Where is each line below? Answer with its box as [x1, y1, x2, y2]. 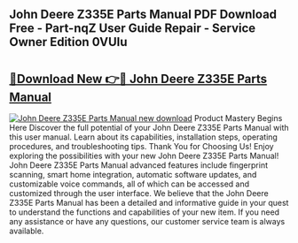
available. [9, 225, 44, 236]
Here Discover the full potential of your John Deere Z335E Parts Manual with [9, 123, 290, 133]
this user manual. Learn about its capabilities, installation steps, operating [9, 132, 278, 142]
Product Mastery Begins [193, 113, 283, 123]
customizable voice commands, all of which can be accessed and [9, 178, 250, 189]
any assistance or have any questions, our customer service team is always [9, 216, 286, 226]
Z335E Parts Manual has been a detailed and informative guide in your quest [9, 198, 289, 208]
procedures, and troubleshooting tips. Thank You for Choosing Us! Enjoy [9, 141, 274, 151]
